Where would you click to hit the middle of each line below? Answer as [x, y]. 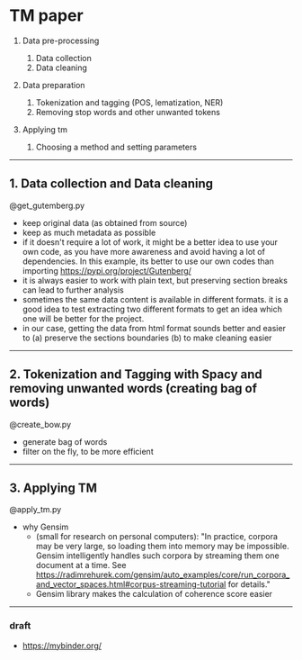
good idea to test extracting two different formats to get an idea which [152, 309]
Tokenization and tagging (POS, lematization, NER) [129, 102]
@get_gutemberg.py [47, 205]
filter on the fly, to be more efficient [88, 451]
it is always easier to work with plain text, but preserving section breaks [155, 280]
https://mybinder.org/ [62, 646]
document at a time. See [81, 565]
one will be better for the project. [83, 318]
